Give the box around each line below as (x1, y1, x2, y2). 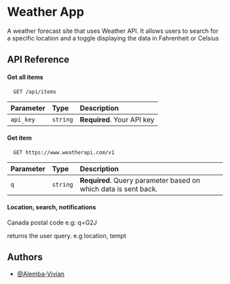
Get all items (7, 73, 44, 81)
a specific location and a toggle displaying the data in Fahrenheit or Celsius (7, 34, 219, 42)
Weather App (7, 4, 84, 20)
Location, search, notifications (7, 203, 97, 211)
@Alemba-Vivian (16, 270, 65, 278)
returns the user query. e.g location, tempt (7, 231, 127, 240)
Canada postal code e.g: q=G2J (7, 218, 97, 227)
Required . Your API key (79, 114, 155, 124)
